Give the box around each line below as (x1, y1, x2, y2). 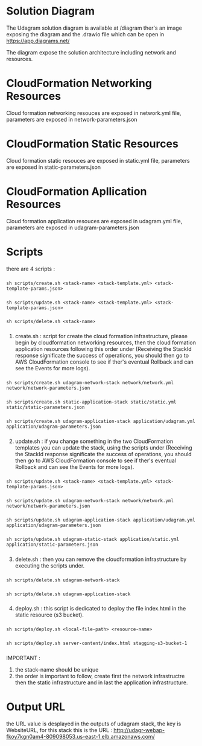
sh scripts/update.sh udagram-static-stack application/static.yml (6, 536, 180, 542)
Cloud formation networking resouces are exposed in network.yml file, (6, 109, 181, 116)
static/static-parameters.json (6, 404, 85, 411)
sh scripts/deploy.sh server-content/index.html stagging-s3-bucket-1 (6, 640, 188, 647)
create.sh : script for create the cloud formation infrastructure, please (14, 333, 188, 340)
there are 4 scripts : (6, 265, 55, 272)
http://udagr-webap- (113, 727, 165, 734)
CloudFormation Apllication (6, 185, 147, 198)
